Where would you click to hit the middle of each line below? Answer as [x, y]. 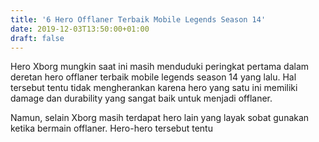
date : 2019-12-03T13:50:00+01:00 [80, 29]
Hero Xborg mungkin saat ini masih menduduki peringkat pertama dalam [160, 67]
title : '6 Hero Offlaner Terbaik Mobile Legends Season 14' [138, 19]
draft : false [37, 38]
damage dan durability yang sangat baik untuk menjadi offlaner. [141, 98]
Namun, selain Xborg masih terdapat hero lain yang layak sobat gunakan [160, 118]
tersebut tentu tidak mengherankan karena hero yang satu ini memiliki [154, 88]
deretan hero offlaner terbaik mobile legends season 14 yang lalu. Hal [153, 77]
